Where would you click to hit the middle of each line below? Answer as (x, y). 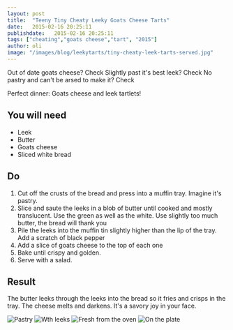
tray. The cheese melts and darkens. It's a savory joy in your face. (102, 306)
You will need (37, 115)
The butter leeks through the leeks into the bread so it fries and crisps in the (116, 299)
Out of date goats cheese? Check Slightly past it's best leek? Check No (110, 72)
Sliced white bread (44, 154)
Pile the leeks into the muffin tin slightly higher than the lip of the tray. (117, 230)
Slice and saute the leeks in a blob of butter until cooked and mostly (115, 208)
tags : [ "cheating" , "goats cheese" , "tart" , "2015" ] (82, 40)
